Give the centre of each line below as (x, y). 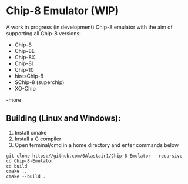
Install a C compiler (38, 139)
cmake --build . (26, 176)
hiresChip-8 (29, 76)
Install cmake (31, 132)
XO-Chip (25, 88)
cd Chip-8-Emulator (30, 161)
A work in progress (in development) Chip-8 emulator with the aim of (90, 27)
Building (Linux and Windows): (63, 118)
